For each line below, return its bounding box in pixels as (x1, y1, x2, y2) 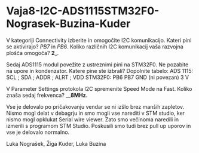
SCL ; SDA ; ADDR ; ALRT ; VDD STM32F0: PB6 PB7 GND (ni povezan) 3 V (6, 74, 189, 81)
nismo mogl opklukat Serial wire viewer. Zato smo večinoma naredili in (6, 115, 179, 123)
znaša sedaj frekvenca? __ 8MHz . (6, 91, 88, 99)
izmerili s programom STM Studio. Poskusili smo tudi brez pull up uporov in (6, 122, 191, 129)
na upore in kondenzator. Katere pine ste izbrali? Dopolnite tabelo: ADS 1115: (6, 67, 194, 74)
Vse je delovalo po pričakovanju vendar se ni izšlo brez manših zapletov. (6, 103, 185, 110)
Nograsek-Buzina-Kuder (6, 17, 131, 30)
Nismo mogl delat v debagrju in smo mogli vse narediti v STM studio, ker (6, 109, 185, 117)
